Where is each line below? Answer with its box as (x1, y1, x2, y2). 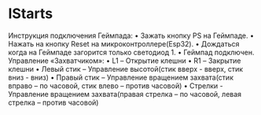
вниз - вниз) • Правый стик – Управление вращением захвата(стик (8, 72, 234, 82)
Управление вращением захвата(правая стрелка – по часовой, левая (8, 89, 242, 98)
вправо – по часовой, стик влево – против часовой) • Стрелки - (8, 80, 224, 91)
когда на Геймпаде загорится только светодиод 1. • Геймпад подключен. (8, 47, 255, 57)
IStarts (8, 5, 53, 23)
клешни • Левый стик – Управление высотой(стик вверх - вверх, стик (8, 64, 244, 73)
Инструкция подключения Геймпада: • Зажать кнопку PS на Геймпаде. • (8, 31, 254, 40)
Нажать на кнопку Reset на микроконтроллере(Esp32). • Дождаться (8, 39, 240, 48)
